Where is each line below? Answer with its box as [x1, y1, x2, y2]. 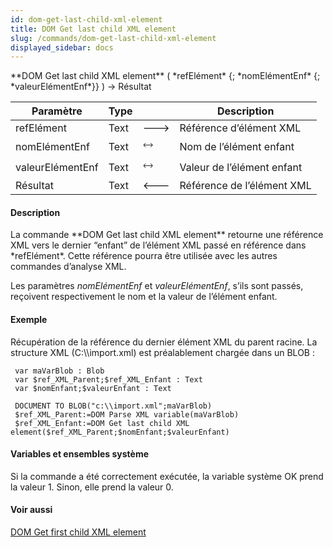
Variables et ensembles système [10, 448, 150, 460]
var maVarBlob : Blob [14, 366, 105, 376]
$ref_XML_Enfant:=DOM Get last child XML [14, 418, 190, 428]
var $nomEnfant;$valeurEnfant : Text [14, 383, 172, 393]
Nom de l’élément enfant [179, 139, 295, 153]
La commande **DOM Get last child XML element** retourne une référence [10, 229, 324, 241]
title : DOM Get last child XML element [10, 24, 177, 34]
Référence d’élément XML [179, 121, 302, 135]
